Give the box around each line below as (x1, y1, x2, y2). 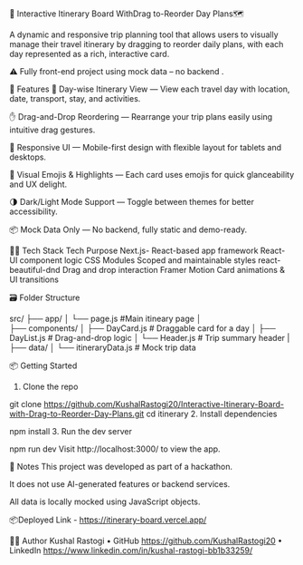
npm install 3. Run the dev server (9, 426, 133, 436)
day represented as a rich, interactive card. (9, 49, 170, 59)
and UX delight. (9, 179, 68, 190)
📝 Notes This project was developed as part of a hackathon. (9, 462, 233, 472)
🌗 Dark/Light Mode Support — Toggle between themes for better (9, 197, 255, 207)
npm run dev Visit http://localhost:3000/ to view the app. (9, 443, 221, 454)
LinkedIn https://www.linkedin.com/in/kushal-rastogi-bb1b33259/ (9, 545, 253, 556)
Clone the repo (22, 381, 79, 392)
